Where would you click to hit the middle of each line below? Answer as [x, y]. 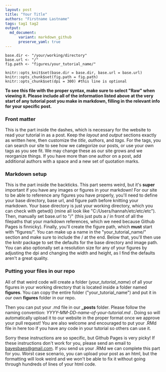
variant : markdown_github [45, 38]
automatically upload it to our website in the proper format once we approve [83, 318]
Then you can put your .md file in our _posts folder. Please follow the [75, 307]
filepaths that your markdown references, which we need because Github [80, 222]
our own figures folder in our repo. [41, 297]
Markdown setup [26, 174]
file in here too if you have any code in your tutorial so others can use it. [78, 328]
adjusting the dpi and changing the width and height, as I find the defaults [80, 253]
